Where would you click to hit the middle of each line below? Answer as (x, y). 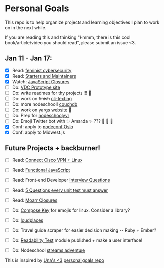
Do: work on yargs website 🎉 (42, 110)
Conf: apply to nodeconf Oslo (42, 127)
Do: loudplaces (28, 220)
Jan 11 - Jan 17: (29, 59)
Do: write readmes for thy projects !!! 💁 (52, 93)
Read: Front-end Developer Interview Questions (61, 180)
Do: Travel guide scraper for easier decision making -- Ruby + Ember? (84, 230)
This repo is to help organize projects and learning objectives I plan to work (82, 22)
